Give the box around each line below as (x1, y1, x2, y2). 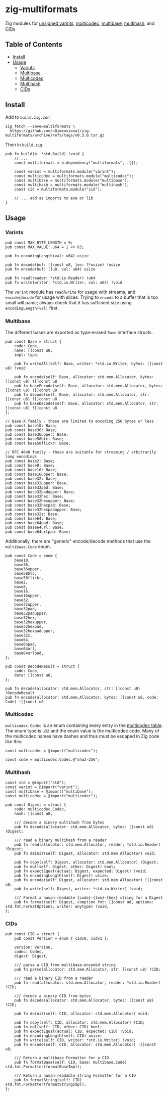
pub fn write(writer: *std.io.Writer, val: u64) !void (5, 280, 123, 285)
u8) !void (5, 366, 26, 371)
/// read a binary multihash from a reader (14, 838, 107, 843)
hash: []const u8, (14, 811, 53, 816)
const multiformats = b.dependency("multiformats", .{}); (14, 160, 138, 165)
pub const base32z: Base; (5, 512, 59, 517)
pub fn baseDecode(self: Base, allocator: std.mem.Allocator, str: (14, 401, 158, 406)
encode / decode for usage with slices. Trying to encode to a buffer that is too (5, 294, 158, 300)
